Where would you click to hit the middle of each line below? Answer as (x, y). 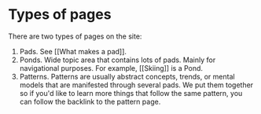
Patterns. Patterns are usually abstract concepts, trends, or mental (127, 76)
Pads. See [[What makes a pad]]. (73, 51)
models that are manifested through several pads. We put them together (136, 85)
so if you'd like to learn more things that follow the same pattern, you (131, 93)
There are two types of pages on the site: (75, 36)
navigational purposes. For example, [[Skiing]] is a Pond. (111, 68)
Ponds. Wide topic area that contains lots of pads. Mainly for (118, 60)
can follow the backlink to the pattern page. (90, 101)
